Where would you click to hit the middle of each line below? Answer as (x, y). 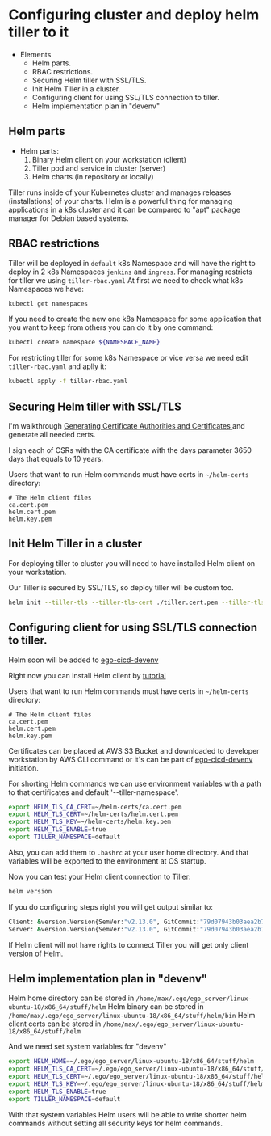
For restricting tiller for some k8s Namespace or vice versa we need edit (128, 358)
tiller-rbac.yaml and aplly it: (58, 366)
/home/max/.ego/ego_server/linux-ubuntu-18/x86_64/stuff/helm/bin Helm (132, 1016)
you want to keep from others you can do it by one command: (111, 327)
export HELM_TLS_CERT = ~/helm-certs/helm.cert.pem (94, 814)
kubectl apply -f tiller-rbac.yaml (68, 382)
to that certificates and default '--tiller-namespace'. (94, 792)
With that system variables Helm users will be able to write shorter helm (128, 1114)
